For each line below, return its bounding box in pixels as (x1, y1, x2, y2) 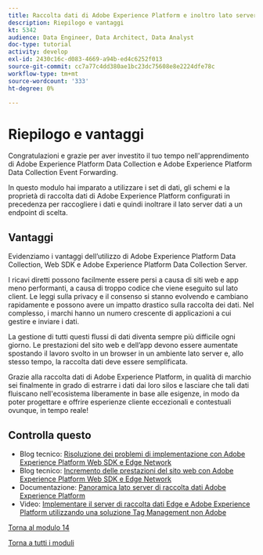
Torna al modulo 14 (8, 523, 70, 532)
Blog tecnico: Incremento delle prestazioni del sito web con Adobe (19, 466, 234, 475)
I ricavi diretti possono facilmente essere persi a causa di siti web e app (8, 276, 239, 285)
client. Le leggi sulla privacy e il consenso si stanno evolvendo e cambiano (8, 292, 249, 301)
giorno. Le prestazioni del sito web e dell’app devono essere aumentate (8, 341, 239, 350)
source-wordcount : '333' (8, 77, 89, 85)
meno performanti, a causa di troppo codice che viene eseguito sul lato (8, 283, 239, 293)
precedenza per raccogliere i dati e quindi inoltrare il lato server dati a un (8, 199, 243, 209)
